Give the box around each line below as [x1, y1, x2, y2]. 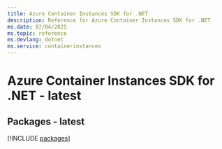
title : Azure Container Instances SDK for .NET [7, 10, 149, 17]
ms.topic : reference [7, 29, 68, 37]
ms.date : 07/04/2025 [7, 23, 68, 30]
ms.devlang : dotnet [7, 36, 64, 43]
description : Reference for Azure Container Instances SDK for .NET [7, 17, 211, 24]
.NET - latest [7, 88, 82, 104]
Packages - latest [7, 115, 85, 127]
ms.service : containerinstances [7, 43, 101, 50]
